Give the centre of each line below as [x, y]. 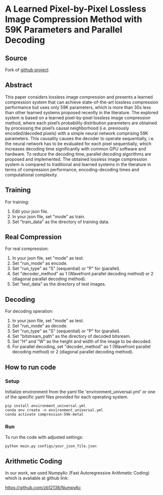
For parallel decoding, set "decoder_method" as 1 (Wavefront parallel [81, 347]
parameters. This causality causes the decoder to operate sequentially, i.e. [80, 138]
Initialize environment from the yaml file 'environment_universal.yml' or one [80, 392]
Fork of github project [27, 70]
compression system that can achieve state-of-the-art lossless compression [82, 102]
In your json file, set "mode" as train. [49, 216]
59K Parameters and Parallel [64, 30]
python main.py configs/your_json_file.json [51, 446]
